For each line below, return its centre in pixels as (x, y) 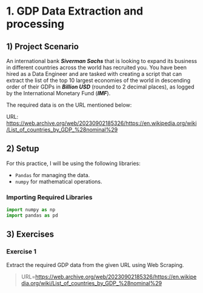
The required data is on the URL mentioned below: (69, 105)
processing (35, 24)
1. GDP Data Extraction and (75, 11)
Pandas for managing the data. (52, 175)
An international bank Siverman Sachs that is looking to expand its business (102, 61)
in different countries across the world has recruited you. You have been (96, 67)
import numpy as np (31, 210)
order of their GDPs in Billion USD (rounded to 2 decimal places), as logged (100, 87)
